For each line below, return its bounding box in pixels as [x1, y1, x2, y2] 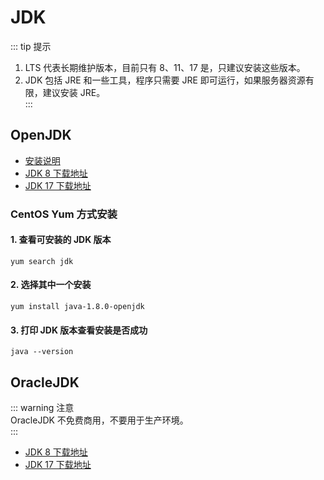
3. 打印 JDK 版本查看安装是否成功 [10, 324, 148, 336]
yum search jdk [10, 256, 74, 266]
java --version [10, 347, 74, 357]
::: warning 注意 [10, 402, 75, 414]
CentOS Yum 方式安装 [10, 207, 118, 221]
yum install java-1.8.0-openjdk [10, 302, 145, 312]
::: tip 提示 [10, 40, 52, 52]
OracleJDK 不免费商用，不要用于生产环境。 [10, 414, 189, 426]
